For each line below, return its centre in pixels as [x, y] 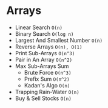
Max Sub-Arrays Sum [42, 66]
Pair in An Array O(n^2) [44, 59]
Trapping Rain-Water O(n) [47, 92]
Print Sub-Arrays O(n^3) [45, 53]
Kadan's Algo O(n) [47, 85]
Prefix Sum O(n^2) [47, 79]
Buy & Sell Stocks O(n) [43, 98]
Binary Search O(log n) [44, 33]
